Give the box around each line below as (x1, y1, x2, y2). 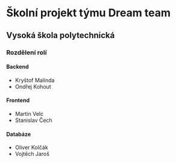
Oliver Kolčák (14, 144, 48, 151)
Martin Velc (14, 110, 44, 117)
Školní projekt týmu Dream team (6, 6, 171, 20)
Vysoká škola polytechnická (6, 30, 115, 40)
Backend (6, 63, 29, 71)
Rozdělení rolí (6, 48, 47, 57)
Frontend (6, 97, 30, 104)
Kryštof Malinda (14, 76, 55, 84)
